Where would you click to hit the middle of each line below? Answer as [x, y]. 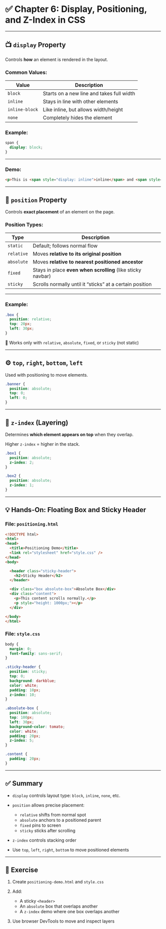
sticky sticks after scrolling [47, 830]
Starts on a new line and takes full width [89, 94]
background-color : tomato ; [37, 727]
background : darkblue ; [33, 681]
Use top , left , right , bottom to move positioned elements [71, 850]
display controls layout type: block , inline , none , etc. [66, 796]
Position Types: [24, 224]
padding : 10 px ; [25, 690]
